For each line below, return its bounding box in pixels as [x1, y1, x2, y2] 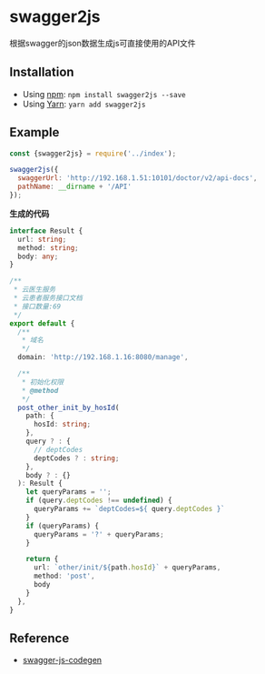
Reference [9, 630, 70, 646]
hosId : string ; [33, 420, 92, 429]
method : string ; [17, 243, 79, 252]
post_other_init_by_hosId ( [17, 403, 120, 412]
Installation [9, 65, 74, 80]
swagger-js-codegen [22, 655, 103, 666]
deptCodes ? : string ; [33, 453, 120, 463]
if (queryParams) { [25, 521, 100, 530]
